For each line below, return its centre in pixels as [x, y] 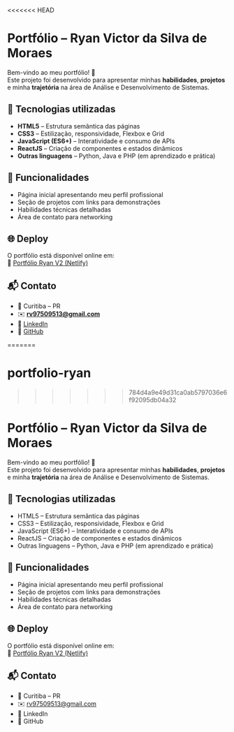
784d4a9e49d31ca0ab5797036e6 [178, 393]
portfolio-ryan [49, 373]
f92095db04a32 [153, 400]
